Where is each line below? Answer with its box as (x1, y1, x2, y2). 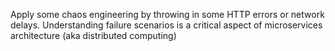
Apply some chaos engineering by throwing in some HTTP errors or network (10, 9, 325, 20)
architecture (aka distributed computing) (10, 30, 177, 41)
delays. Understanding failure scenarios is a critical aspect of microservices (10, 19, 323, 31)
